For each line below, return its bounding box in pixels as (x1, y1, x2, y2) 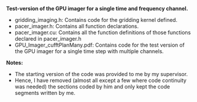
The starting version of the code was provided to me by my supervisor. (14, 71, 188, 77)
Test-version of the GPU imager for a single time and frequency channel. (6, 5, 188, 12)
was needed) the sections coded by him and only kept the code (14, 83, 170, 90)
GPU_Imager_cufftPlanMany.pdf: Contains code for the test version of (14, 41, 185, 48)
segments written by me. (14, 90, 76, 96)
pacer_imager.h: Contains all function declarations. (14, 23, 139, 29)
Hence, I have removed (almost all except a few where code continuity (14, 77, 187, 84)
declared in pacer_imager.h (14, 35, 82, 42)
